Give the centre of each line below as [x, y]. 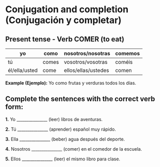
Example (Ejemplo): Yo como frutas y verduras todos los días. [71, 83]
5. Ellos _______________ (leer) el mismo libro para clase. [63, 159]
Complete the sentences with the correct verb [80, 99]
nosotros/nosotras [87, 53]
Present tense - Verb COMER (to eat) [65, 39]
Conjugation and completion [67, 9]
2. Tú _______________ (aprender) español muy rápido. [61, 129]
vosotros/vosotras [86, 62]
